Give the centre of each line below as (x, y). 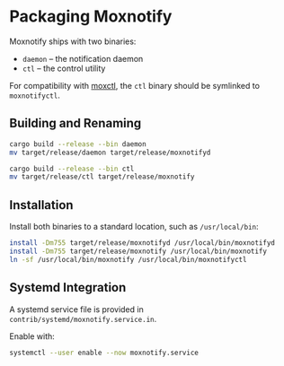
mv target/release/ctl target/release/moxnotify (102, 177)
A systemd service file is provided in (76, 309)
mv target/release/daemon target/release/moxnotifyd (110, 152)
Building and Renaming (75, 123)
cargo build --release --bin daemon (78, 144)
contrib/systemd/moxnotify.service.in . (83, 318)
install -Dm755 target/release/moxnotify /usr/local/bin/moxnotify (138, 251)
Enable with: (32, 336)
